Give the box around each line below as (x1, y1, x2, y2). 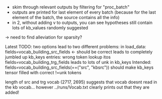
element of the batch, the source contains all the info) (12, 15, 120, 20)
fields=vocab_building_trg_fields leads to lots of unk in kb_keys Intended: (5, 59, 152, 65)
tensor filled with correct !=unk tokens (5, 70, 82, 75)
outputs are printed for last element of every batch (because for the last (12, 9, 156, 15)
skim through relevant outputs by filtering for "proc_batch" (12, 4, 130, 10)
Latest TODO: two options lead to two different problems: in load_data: (5, 44, 146, 49)
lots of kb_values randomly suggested (12, 25, 89, 31)
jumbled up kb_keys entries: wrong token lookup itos (5, 54, 111, 60)
